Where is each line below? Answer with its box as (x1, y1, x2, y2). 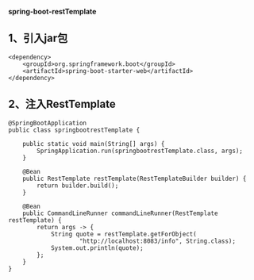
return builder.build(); (37, 182, 119, 190)
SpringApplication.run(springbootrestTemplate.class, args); (37, 147, 244, 155)
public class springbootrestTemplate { (8, 126, 140, 134)
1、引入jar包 (8, 32, 68, 45)
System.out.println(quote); (50, 244, 144, 252)
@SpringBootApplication (8, 119, 87, 127)
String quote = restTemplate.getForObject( (50, 230, 197, 238)
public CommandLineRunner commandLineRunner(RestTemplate (22, 209, 218, 217)
